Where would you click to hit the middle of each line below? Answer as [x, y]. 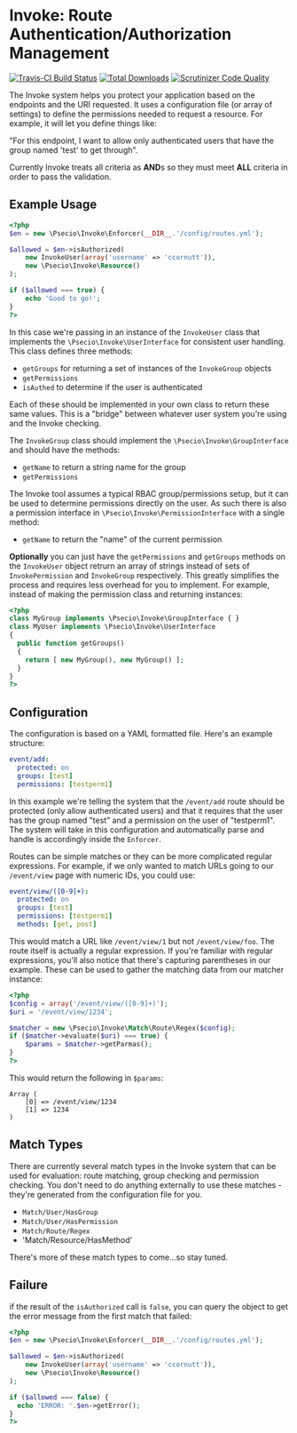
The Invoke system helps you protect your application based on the [132, 95]
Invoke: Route [61, 16]
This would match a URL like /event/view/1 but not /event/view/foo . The [142, 941]
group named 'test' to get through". [74, 150]
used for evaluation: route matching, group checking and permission [134, 1175]
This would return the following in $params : [86, 1078]
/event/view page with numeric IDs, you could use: [102, 875]
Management [59, 53]
